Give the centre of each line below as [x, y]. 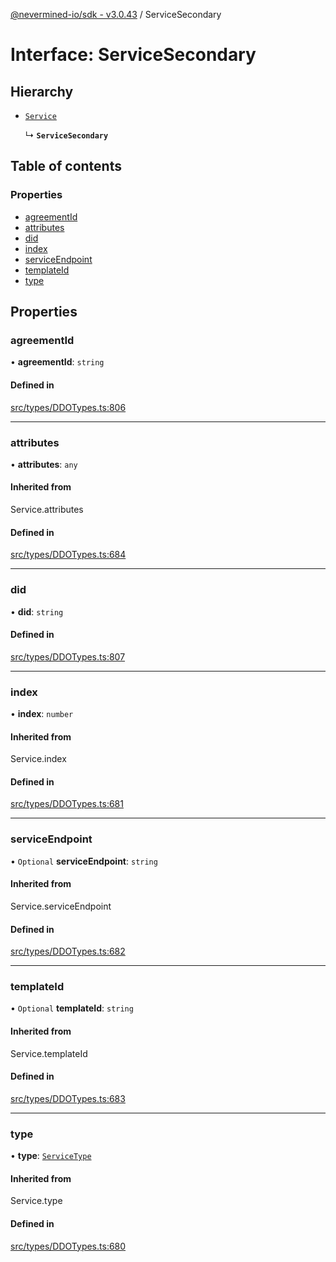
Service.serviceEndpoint [61, 906]
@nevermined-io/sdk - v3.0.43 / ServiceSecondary [116, 14]
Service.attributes [47, 510]
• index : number [42, 714]
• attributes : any [44, 464]
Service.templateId [49, 1053]
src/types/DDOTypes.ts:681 [67, 804]
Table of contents [66, 166]
